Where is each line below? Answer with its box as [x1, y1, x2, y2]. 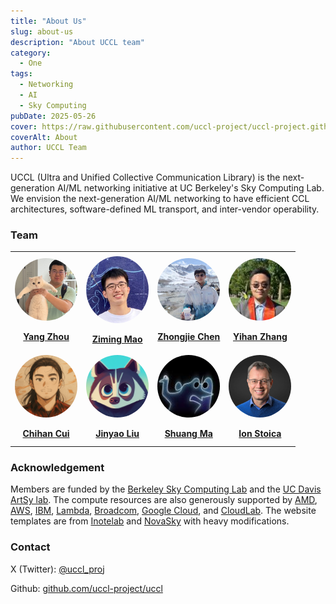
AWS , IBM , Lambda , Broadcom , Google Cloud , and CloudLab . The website [10, 505, 317, 517]
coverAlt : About [10, 132, 78, 142]
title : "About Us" [10, 16, 87, 26]
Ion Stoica [238, 428, 282, 440]
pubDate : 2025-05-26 [10, 111, 97, 121]
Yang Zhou [23, 331, 70, 343]
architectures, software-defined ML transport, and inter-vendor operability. [10, 203, 320, 215]
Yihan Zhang [233, 331, 288, 343]
